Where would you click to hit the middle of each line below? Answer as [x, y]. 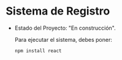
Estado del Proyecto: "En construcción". [65, 28]
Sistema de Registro [58, 11]
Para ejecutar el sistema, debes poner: [63, 39]
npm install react [38, 51]
